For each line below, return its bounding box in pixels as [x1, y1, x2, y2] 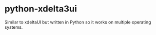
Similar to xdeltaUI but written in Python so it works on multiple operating [4, 19, 152, 25]
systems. [4, 24, 23, 30]
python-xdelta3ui [4, 3, 78, 14]
